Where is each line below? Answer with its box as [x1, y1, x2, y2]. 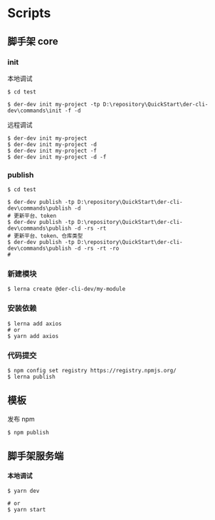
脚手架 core [7, 35, 58, 47]
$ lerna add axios [7, 320, 62, 327]
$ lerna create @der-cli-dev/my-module [7, 285, 126, 293]
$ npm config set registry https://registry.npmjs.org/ [7, 367, 177, 374]
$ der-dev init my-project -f [7, 147, 98, 154]
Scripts [7, 5, 51, 21]
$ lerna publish [7, 373, 56, 381]
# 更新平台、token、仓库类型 [7, 233, 83, 240]
